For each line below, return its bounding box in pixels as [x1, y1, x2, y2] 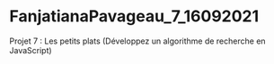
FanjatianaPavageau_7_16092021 [9, 6, 260, 27]
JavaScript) [9, 44, 52, 55]
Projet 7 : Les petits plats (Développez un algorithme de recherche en [9, 36, 267, 46]
